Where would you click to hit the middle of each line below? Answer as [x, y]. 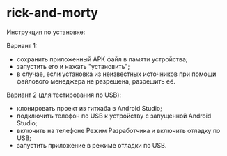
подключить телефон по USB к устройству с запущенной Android [114, 116]
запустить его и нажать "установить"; [73, 66]
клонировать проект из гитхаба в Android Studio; [89, 108]
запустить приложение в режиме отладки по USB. [92, 145]
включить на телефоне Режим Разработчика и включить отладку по [118, 130]
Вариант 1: [22, 45]
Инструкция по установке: [46, 32]
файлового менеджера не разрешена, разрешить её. [96, 81]
